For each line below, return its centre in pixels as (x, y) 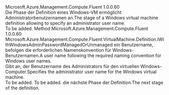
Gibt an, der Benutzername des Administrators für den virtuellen (72, 66)
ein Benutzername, (134, 45)
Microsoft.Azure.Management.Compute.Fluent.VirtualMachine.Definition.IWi (85, 39)
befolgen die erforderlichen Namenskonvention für (58, 50)
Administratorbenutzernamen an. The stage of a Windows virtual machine (82, 18)
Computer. (16, 72)
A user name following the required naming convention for (100, 55)
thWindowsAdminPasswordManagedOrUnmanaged (59, 45)
